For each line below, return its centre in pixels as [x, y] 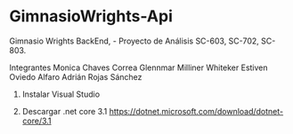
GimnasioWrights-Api [91, 16]
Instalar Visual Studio [61, 94]
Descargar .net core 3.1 [65, 111]
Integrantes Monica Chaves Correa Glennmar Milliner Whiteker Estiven [139, 67]
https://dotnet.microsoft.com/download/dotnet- [196, 111]
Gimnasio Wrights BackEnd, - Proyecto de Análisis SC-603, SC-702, [134, 41]
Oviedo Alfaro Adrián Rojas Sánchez [76, 76]
